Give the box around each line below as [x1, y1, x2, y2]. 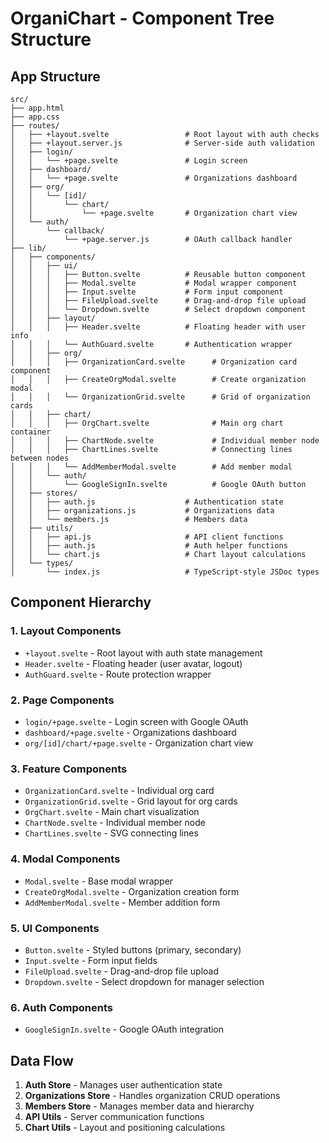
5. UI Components [10, 921, 100, 935]
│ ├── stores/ [10, 488, 78, 498]
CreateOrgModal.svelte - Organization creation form [24, 885, 240, 897]
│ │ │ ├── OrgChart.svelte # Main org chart [10, 418, 284, 428]
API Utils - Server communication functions [24, 1110, 205, 1122]
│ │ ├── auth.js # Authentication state [10, 497, 284, 507]
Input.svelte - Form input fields [24, 954, 158, 966]
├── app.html [10, 103, 65, 113]
